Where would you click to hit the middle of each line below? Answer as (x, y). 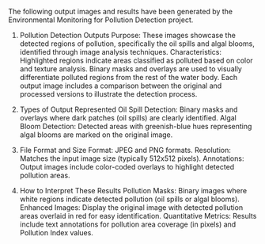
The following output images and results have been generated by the (121, 11)
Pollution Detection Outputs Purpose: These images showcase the (127, 35)
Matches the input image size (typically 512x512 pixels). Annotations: (132, 158)
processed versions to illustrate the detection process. (108, 94)
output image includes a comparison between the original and (121, 86)
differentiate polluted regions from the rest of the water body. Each (129, 77)
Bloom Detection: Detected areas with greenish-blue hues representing (136, 126)
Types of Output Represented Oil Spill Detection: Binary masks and (129, 109)
